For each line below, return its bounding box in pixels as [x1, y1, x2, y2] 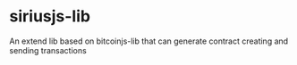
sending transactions [9, 45, 87, 55]
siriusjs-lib [9, 6, 91, 27]
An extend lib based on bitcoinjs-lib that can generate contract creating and [9, 36, 289, 46]
